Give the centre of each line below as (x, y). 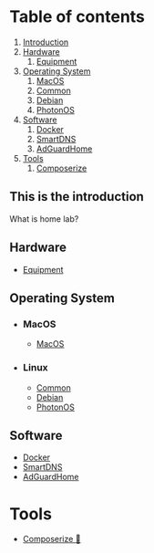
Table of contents (77, 17)
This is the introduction (77, 197)
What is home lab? (44, 219)
